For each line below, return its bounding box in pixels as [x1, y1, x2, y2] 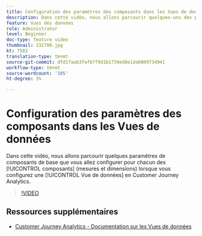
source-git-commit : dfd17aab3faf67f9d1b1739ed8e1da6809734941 [6, 59, 165, 65]
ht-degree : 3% [6, 76, 42, 82]
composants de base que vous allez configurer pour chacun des [6, 159, 167, 166]
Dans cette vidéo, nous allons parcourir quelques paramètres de [6, 153, 166, 160]
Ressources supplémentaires [6, 207, 118, 217]
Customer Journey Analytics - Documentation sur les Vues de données [14, 223, 192, 230]
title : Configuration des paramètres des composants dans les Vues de [6, 8, 187, 15]
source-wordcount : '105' [6, 70, 69, 76]
